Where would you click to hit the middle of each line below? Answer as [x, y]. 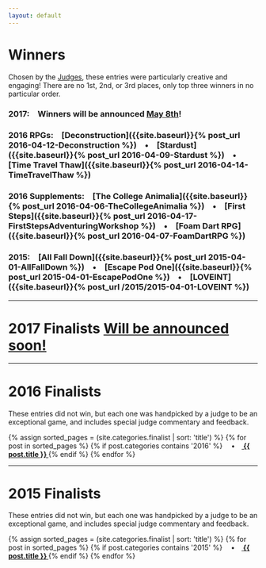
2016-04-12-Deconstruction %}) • [78, 145]
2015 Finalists [55, 493]
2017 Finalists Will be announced [119, 328]
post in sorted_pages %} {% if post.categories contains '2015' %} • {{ [129, 547]
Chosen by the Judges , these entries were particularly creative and [118, 77]
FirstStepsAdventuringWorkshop [74, 226]
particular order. [34, 94]
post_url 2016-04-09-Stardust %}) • [162, 155]
